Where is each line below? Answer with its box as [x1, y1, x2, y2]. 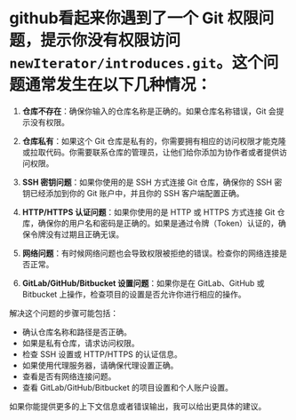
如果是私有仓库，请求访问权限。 [21, 337, 140, 348]
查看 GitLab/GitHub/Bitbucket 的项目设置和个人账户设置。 [21, 382, 234, 392]
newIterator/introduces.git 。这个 [9, 52, 264, 73]
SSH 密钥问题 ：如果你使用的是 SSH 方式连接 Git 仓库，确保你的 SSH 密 [21, 177, 283, 187]
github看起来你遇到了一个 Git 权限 [9, 8, 260, 28]
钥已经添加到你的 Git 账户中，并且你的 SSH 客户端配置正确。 [21, 187, 244, 198]
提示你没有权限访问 [40, 30, 181, 51]
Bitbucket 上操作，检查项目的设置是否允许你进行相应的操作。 [21, 289, 246, 299]
